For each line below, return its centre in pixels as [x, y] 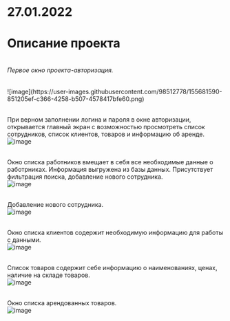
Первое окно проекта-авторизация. [60, 70]
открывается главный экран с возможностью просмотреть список [106, 126]
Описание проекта [64, 44]
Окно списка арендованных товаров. [62, 302]
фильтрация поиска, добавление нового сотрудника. [85, 177]
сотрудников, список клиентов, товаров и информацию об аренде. [106, 134]
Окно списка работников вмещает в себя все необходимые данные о [110, 162]
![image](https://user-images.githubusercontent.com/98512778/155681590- [115, 91]
